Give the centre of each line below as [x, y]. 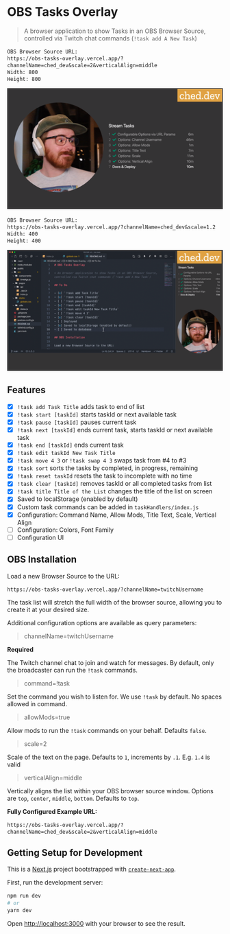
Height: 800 [24, 79]
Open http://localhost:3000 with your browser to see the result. [97, 924]
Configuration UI [40, 537]
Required [21, 649]
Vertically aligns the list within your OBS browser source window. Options [110, 791]
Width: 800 [23, 72]
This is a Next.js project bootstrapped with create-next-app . [92, 869]
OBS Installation [42, 560]
